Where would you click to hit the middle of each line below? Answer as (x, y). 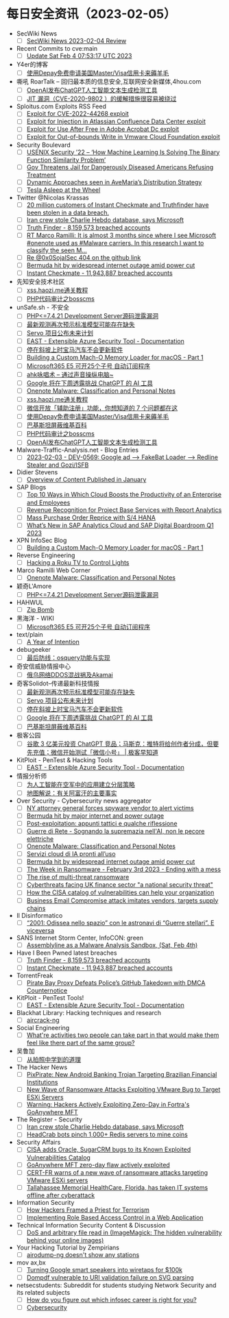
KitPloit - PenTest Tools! (50, 997)
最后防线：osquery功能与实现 (68, 658)
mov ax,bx (31, 1262)
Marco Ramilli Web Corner (53, 570)
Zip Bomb (40, 609)
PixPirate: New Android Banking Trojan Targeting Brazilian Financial (122, 1075)
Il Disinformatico (39, 915)
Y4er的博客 (32, 64)
